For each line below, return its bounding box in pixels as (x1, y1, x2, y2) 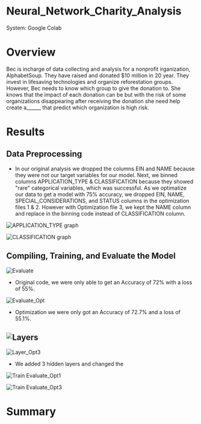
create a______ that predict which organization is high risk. (6, 104, 149, 111)
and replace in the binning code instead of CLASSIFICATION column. (14, 210, 186, 217)
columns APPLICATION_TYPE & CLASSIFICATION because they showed (14, 178, 194, 185)
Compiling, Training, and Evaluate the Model (6, 251, 176, 261)
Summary (6, 405, 56, 418)
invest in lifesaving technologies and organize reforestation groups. (6, 78, 173, 85)
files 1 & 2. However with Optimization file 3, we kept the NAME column (14, 204, 191, 211)
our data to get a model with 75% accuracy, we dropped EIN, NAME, (14, 190, 185, 198)
